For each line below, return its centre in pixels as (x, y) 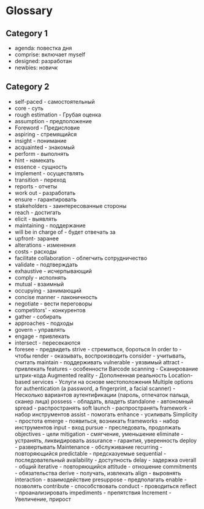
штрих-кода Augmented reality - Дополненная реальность (91, 375)
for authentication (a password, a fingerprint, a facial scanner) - (95, 388)
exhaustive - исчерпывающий (53, 271)
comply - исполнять (40, 277)
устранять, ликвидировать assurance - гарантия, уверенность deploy (106, 440)
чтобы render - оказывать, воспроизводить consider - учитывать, (100, 356)
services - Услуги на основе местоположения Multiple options (113, 381)
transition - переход (40, 180)
